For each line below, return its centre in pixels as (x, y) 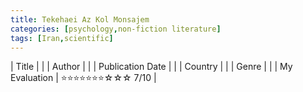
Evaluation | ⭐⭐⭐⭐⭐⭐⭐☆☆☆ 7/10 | (83, 78)
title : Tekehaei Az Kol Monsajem (80, 19)
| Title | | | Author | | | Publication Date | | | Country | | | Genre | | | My (151, 67)
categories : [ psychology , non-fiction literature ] (116, 29)
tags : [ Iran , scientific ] (62, 38)
